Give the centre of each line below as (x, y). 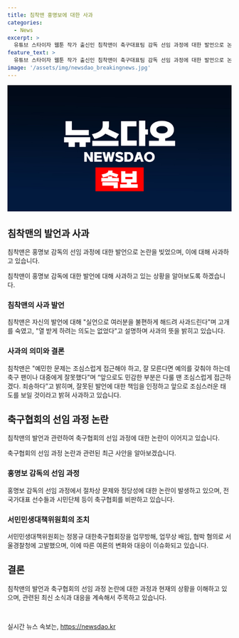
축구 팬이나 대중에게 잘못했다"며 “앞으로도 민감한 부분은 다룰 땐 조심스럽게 (110, 377)
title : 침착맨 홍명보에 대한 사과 (50, 15)
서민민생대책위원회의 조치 (49, 520)
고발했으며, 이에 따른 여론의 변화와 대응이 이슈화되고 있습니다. (123, 545)
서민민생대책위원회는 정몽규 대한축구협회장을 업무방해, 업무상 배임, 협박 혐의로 (116, 537)
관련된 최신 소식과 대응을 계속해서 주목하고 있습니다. (95, 597)
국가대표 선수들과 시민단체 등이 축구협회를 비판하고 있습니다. (91, 499)
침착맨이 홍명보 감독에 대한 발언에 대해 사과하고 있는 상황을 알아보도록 (104, 276)
